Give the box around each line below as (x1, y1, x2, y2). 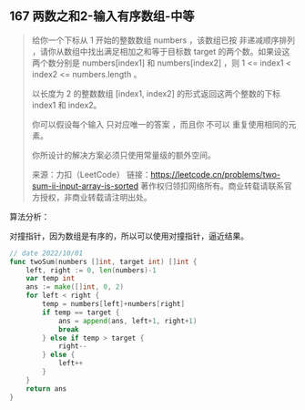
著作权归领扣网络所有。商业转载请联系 (140, 180, 285, 191)
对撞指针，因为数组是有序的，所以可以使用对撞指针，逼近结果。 (9, 231, 249, 241)
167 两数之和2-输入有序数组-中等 (9, 8, 195, 25)
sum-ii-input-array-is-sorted (31, 180, 139, 191)
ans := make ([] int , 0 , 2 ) (25, 282, 125, 292)
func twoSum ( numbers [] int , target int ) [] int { (9, 257, 198, 266)
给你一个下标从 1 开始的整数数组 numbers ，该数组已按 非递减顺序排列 (31, 35, 296, 46)
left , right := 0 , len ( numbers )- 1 (25, 265, 157, 275)
